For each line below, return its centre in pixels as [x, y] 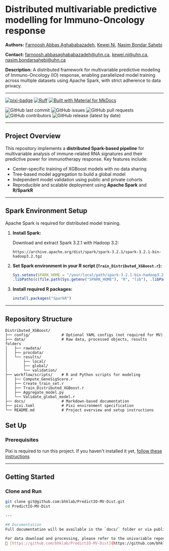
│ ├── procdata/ [24, 353]
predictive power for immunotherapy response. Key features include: [76, 159]
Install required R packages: [43, 289]
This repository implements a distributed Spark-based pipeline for [75, 148]
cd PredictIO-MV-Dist [28, 507]
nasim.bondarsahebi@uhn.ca [36, 60]
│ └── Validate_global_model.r [40, 397]
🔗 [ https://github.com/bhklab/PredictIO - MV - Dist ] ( [59, 543]
